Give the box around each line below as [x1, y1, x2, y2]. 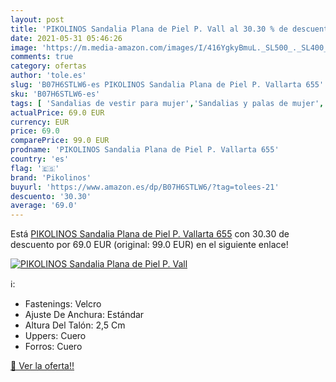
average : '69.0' [10, 201, 78, 211]
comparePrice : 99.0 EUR [10, 136, 110, 146]
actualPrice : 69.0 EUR [10, 107, 105, 118]
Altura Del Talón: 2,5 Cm [24, 319, 126, 331]
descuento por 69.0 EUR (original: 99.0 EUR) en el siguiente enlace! [10, 239, 289, 251]
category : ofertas [10, 61, 87, 71]
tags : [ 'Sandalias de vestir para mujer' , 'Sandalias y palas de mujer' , [10, 98, 325, 108]
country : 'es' [10, 154, 70, 164]
